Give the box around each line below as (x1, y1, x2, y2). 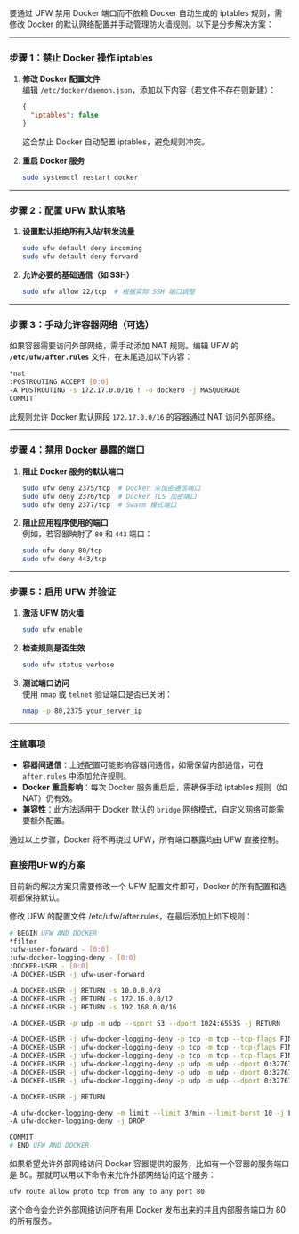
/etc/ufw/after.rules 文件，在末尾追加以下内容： (9, 351, 193, 363)
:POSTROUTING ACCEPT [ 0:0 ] (9, 377, 109, 386)
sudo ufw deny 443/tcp (21, 555, 107, 564)
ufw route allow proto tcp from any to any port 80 (9, 1188, 205, 1197)
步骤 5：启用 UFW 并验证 (9, 586, 117, 599)
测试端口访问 (21, 678, 69, 689)
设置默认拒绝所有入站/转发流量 (21, 226, 135, 237)
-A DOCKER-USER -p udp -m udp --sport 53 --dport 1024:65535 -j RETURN (9, 1018, 280, 1027)
